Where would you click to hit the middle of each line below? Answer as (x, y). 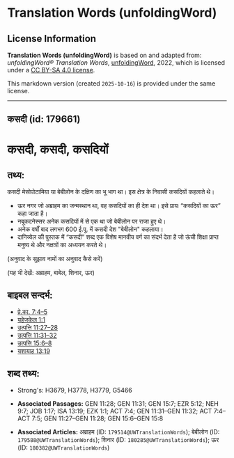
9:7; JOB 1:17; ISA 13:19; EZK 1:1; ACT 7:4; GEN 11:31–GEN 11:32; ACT (115, 411)
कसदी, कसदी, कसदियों (58, 149)
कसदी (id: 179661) (44, 119)
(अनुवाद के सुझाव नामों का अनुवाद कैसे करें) (55, 259)
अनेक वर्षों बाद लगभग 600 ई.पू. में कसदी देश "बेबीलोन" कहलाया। (90, 229)
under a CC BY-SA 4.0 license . (51, 70)
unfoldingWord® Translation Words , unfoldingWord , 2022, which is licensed (116, 63)
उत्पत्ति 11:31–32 (37, 335)
